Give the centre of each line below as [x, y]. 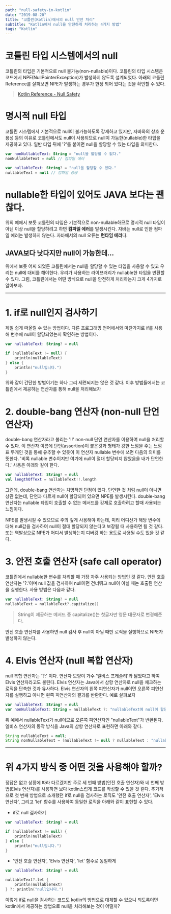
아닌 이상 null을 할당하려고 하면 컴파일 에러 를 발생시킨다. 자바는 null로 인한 [79, 229]
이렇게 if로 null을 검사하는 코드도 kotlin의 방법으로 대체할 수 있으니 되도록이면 [82, 900]
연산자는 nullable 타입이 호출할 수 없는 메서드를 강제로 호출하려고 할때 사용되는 [83, 503]
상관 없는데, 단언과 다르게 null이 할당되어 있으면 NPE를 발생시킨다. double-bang [85, 496]
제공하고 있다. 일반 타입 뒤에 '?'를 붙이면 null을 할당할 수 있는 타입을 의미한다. [82, 144]
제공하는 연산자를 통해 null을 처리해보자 [62, 389]
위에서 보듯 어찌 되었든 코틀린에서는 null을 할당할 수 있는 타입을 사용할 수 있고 [82, 266]
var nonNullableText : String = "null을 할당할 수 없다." [63, 154]
